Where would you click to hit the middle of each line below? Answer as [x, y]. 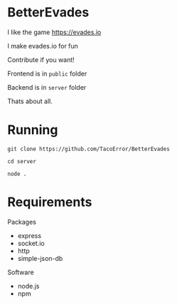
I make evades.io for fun [43, 46]
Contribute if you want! [41, 60]
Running [33, 130]
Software [21, 272]
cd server [22, 161]
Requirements [50, 202]
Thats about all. [30, 101]
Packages [22, 222]
